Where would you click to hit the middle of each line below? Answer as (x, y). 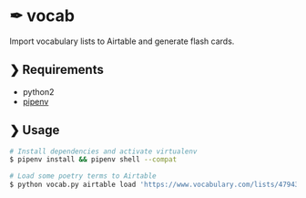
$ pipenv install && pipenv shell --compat (93, 160)
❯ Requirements (57, 70)
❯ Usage (35, 130)
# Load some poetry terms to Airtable (83, 176)
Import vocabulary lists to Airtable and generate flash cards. (122, 41)
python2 (38, 91)
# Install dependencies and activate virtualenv (103, 151)
